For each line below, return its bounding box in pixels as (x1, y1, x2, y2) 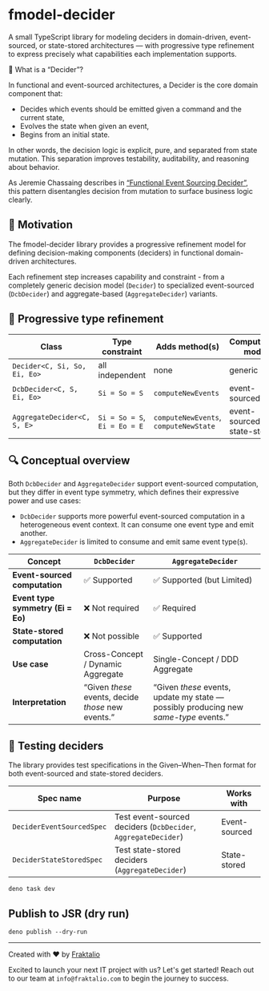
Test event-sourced (114, 812, 191, 823)
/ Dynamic (83, 659, 122, 670)
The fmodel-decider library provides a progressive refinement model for (8, 239, 247, 249)
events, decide (83, 691, 139, 703)
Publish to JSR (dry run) (8, 907, 130, 921)
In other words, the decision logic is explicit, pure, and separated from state (8, 145, 258, 155)
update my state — (153, 691, 224, 703)
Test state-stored (114, 844, 182, 856)
